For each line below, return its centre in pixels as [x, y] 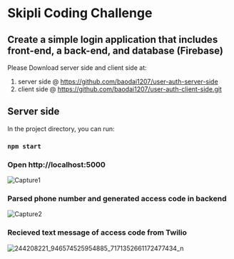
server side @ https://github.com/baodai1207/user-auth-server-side [118, 81]
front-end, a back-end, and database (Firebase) [115, 50]
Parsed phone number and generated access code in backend [117, 198]
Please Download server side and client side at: [77, 68]
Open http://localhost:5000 [56, 164]
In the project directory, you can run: [61, 128]
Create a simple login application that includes [113, 40]
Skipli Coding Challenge [80, 13]
